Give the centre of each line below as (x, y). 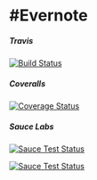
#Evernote (49, 16)
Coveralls (28, 83)
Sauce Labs (32, 127)
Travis (21, 40)
